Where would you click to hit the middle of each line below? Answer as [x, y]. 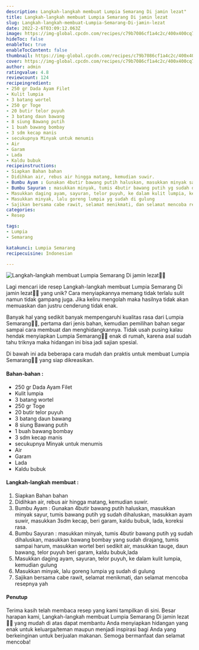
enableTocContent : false [37, 50]
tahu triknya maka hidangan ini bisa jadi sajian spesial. [72, 342]
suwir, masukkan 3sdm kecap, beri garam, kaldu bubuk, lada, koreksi [99, 521]
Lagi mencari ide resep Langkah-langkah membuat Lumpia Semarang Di [94, 287]
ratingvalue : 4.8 [28, 72]
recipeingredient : [29, 84]
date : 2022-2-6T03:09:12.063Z [44, 28]
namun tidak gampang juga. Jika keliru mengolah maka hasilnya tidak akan [97, 299]
